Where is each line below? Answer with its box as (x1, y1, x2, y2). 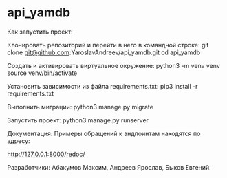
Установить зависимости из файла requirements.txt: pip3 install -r (7, 82, 198, 90)
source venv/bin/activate (7, 69, 78, 77)
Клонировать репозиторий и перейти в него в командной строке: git (7, 41, 209, 49)
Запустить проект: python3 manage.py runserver (7, 115, 149, 124)
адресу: (7, 136, 30, 145)
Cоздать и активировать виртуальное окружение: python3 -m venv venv (7, 61, 220, 69)
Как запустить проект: (7, 27, 74, 36)
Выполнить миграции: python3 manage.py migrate (7, 102, 153, 111)
